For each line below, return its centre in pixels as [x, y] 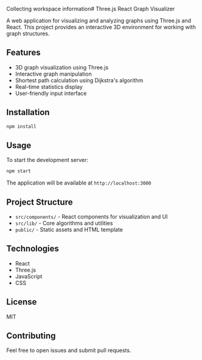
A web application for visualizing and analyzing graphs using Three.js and [99, 20]
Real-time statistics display [49, 86]
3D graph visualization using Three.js [62, 67]
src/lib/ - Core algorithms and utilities [64, 223]
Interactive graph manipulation [54, 74]
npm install [21, 126]
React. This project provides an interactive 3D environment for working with [101, 27]
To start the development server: [47, 160]
